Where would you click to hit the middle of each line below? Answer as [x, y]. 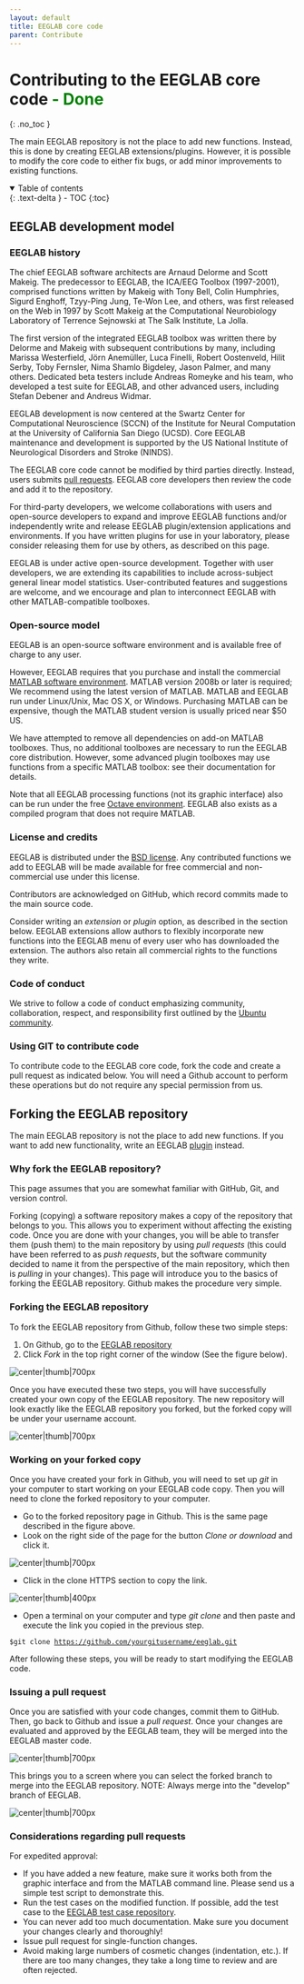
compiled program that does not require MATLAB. [102, 813]
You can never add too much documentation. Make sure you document [155, 1922]
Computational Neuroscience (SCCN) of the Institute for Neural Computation [152, 423]
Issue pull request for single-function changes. [110, 1941]
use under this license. [98, 876]
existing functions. [44, 171]
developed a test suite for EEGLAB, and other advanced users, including [144, 386]
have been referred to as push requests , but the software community [138, 1254]
